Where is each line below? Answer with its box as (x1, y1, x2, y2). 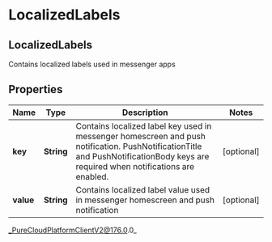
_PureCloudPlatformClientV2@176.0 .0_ (8, 225, 138, 235)
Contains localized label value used (75, 184, 210, 195)
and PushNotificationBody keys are (75, 151, 210, 162)
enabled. (75, 171, 109, 182)
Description (121, 107, 168, 118)
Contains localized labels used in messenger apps (8, 59, 176, 69)
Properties (8, 83, 63, 96)
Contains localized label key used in (75, 120, 212, 131)
